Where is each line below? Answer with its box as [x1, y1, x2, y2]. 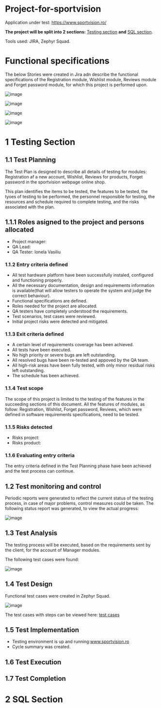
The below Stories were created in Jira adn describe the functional [5, 71, 138, 77]
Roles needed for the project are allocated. [12, 303, 98, 309]
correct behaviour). [12, 293, 51, 299]
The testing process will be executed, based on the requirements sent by [5, 542, 151, 548]
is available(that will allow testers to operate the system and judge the [12, 287, 152, 293]
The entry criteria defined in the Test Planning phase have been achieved [5, 463, 152, 469]
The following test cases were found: [5, 556, 79, 562]
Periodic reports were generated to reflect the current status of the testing [5, 495, 154, 501]
